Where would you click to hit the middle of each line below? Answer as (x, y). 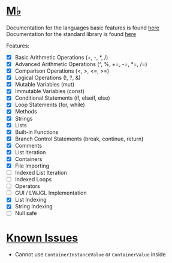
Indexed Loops (33, 180)
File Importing (32, 166)
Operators (27, 186)
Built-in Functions (37, 132)
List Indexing (31, 200)
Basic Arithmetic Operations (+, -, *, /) (61, 57)
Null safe (26, 213)
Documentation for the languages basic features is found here (83, 28)
